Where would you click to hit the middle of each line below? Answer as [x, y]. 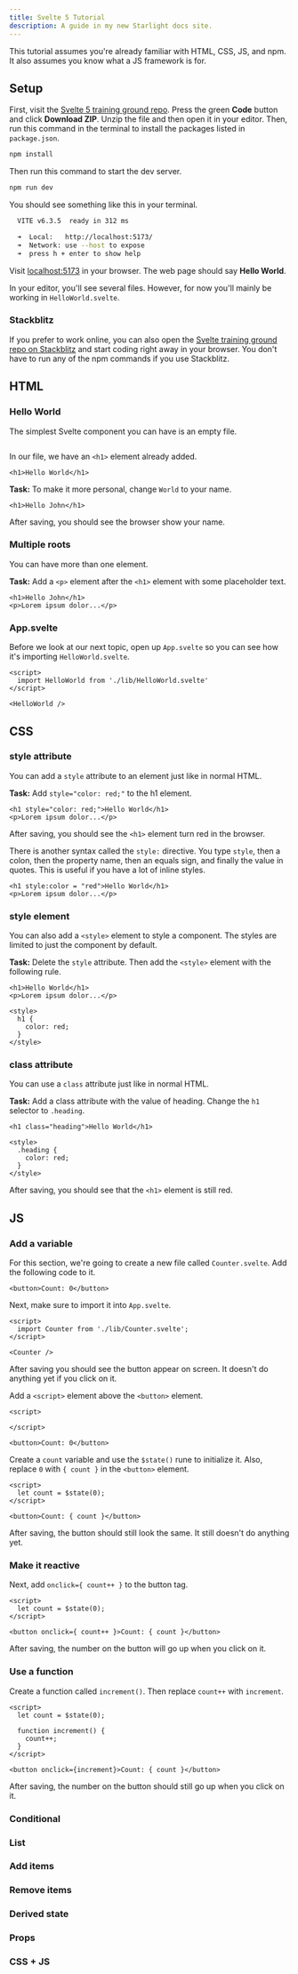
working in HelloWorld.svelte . [64, 297]
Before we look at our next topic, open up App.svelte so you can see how [144, 647]
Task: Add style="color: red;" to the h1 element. [101, 793]
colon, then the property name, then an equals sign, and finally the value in [146, 860]
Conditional [35, 1818]
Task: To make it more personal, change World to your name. [121, 489]
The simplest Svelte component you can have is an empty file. [123, 431]
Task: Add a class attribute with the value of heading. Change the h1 [135, 1101]
